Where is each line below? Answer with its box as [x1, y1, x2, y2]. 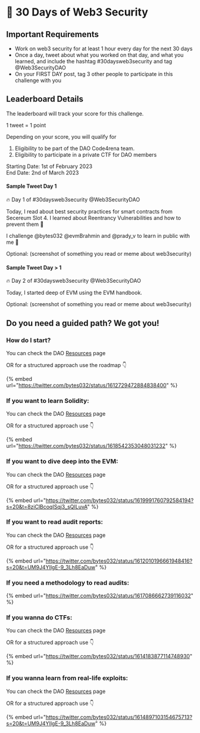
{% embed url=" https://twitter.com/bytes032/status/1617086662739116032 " [6, 592, 193, 600]
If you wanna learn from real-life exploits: [6, 674, 129, 682]
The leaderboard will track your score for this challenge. [6, 110, 144, 117]
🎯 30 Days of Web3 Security [6, 5, 149, 19]
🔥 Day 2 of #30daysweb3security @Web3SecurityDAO [6, 277, 141, 285]
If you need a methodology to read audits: [6, 578, 130, 587]
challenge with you [14, 77, 61, 84]
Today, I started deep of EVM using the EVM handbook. [6, 289, 143, 297]
